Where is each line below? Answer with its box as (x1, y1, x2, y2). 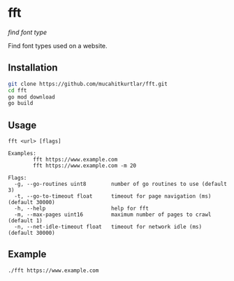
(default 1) (8, 217, 43, 224)
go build (8, 100, 34, 107)
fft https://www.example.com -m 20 (33, 162, 137, 169)
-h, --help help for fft (14, 205, 149, 212)
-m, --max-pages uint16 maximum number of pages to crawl (14, 211, 212, 218)
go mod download (8, 93, 55, 101)
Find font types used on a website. (8, 41, 108, 50)
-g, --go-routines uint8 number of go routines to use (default (14, 180, 228, 188)
